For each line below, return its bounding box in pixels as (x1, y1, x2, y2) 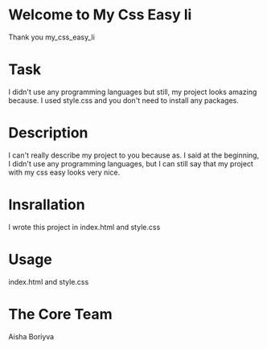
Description (8, 124, 88, 142)
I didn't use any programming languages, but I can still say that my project (8, 158, 253, 168)
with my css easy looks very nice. (8, 167, 121, 177)
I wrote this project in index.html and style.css (8, 222, 161, 232)
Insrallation (8, 195, 86, 214)
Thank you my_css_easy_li (8, 32, 95, 42)
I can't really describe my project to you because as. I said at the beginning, (8, 150, 260, 160)
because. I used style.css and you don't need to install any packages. (8, 95, 240, 105)
